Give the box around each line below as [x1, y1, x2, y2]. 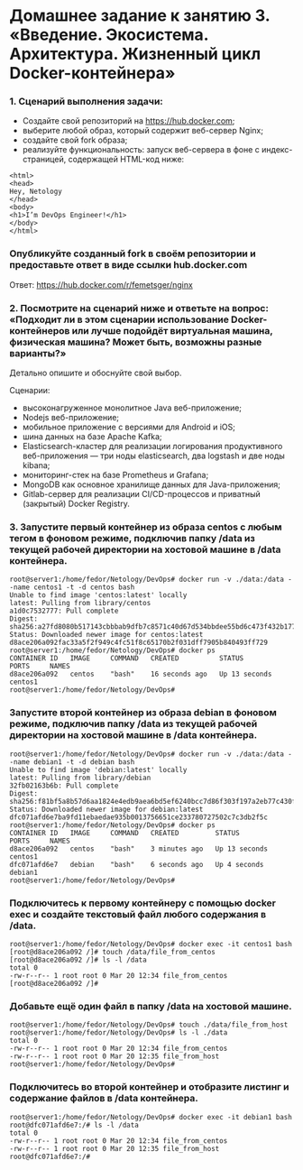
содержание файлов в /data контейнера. [9, 1092, 198, 1105]
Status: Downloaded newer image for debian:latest [9, 805, 204, 814]
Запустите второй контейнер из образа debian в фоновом [9, 706, 278, 719]
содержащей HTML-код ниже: [68, 154, 185, 165]
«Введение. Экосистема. [9, 24, 209, 45]
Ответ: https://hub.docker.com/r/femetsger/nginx [9, 279, 194, 290]
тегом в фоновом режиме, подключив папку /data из [9, 532, 255, 544]
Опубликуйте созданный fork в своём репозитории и [9, 247, 256, 260]
